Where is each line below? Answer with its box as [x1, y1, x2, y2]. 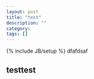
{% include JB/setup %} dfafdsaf [6, 47, 88, 54]
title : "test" [6, 14, 42, 20]
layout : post [6, 8, 39, 15]
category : [6, 25, 31, 32]
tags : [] [6, 31, 28, 37]
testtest [6, 65, 36, 75]
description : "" [6, 20, 47, 26]
